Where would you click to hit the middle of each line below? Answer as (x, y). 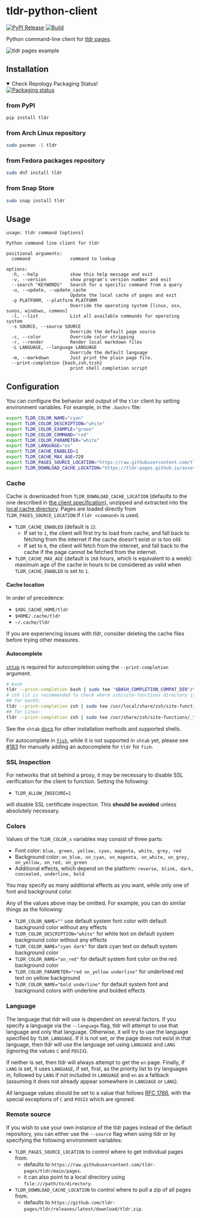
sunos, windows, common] (37, 311)
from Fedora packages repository (56, 161)
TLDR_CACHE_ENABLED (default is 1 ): (56, 527)
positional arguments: (34, 254)
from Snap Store (30, 188)
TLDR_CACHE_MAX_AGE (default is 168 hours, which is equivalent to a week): (104, 559)
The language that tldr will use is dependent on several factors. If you (91, 1019)
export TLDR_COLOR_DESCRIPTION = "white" (56, 423)
